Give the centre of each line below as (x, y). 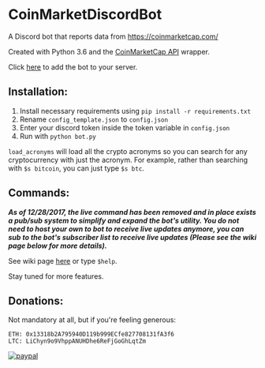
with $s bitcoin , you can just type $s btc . (76, 168)
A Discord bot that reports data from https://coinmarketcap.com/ (113, 36)
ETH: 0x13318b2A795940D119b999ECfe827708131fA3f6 (91, 334)
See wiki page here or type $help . (63, 261)
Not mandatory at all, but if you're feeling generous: (92, 320)
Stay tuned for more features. (56, 276)
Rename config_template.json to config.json (93, 119)
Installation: (38, 92)
